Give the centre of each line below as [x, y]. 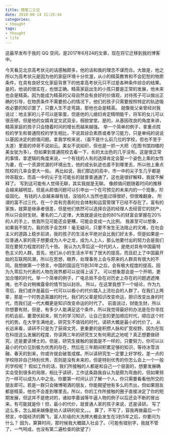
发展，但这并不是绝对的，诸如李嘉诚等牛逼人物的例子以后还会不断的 [80, 397]
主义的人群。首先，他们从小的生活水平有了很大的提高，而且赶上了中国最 [84, 253]
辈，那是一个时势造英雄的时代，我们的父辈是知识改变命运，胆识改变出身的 [82, 297]
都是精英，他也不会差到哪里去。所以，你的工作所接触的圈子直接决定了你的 [82, 391]
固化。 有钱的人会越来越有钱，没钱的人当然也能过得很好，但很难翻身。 [83, 196]
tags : [11, 29]
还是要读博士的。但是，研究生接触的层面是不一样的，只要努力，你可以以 [89, 341]
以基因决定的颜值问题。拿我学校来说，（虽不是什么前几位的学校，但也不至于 [83, 139]
